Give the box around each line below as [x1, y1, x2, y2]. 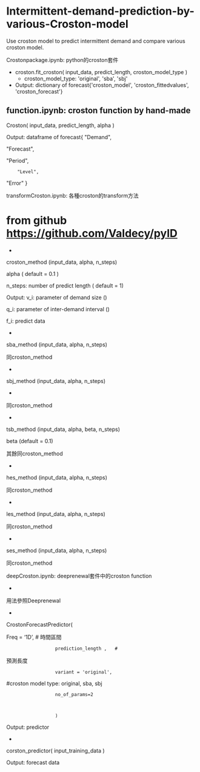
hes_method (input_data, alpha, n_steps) [6, 474, 108, 481]
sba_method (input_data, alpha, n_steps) [6, 340, 108, 348]
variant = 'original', [55, 669, 113, 675]
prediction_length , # [55, 646, 118, 652]
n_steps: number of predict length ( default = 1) [6, 281, 124, 289]
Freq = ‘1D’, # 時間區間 [6, 633, 62, 641]
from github [6, 213, 67, 227]
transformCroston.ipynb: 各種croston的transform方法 [6, 191, 139, 199]
